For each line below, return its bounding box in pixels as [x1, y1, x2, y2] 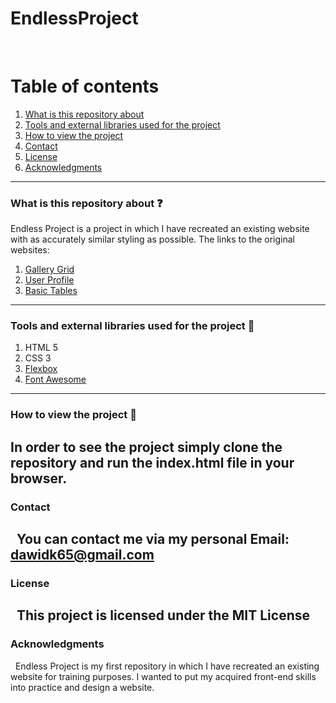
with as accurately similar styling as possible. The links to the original [10, 233, 295, 246]
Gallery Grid [24, 263, 75, 276]
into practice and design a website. [10, 681, 155, 693]
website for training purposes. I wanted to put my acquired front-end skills [10, 670, 317, 682]
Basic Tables [24, 285, 78, 297]
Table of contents [10, 75, 160, 98]
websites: [10, 244, 50, 256]
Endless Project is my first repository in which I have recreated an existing [14, 660, 320, 672]
